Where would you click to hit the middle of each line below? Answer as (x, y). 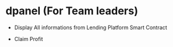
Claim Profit (29, 39)
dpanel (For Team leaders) (72, 11)
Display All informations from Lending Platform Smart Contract (91, 27)
